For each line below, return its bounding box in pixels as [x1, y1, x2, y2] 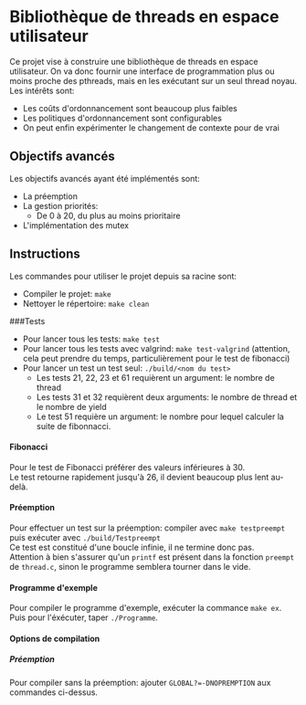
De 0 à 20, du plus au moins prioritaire [36, 210, 181, 221]
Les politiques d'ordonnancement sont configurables [22, 112, 222, 123]
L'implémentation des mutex [22, 219, 130, 230]
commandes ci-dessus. [9, 687, 99, 698]
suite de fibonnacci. [36, 420, 111, 431]
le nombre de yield [36, 401, 107, 412]
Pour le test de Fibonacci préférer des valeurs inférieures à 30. [9, 461, 246, 472]
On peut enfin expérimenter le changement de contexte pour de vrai [22, 121, 280, 133]
